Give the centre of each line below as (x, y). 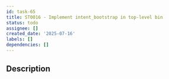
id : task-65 (21, 12)
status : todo (22, 23)
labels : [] (20, 39)
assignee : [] (22, 28)
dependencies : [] (28, 45)
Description (28, 69)
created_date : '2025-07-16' (41, 34)
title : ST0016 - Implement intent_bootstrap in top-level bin (84, 17)
